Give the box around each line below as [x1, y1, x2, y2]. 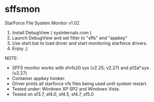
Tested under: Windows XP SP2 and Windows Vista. [12, 86, 120, 92]
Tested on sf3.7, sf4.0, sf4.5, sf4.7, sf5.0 [12, 91, 94, 97]
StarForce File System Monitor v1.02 [5, 20, 80, 26]
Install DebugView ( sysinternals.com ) [12, 29, 92, 35]
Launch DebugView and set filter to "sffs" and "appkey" [12, 35, 127, 41]
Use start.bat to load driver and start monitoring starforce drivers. [12, 40, 148, 46]
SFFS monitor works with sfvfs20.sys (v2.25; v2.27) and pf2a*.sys [12, 65, 149, 71]
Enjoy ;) [12, 45, 28, 51]
